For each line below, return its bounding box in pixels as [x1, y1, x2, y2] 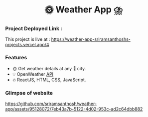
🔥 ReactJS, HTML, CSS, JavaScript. [12, 77, 86, 83]
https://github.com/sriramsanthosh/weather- [5, 101, 97, 107]
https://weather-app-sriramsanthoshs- [51, 36, 131, 42]
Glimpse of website [5, 89, 53, 96]
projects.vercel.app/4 [5, 42, 49, 48]
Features [5, 54, 27, 61]
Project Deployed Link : [5, 25, 62, 32]
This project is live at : [5, 36, 50, 42]
